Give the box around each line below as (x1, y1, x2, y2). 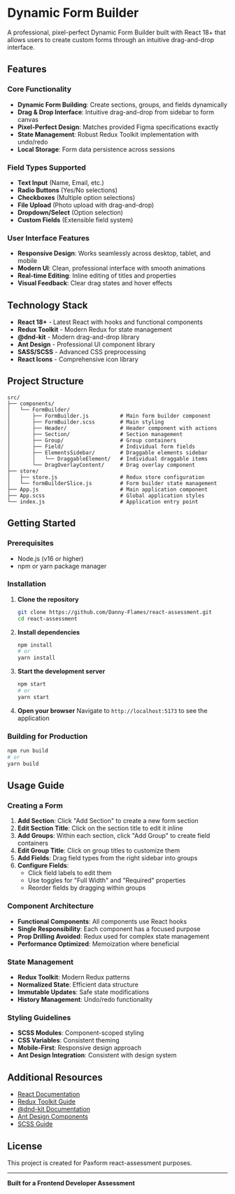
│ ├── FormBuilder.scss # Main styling (7, 419, 164, 426)
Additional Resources (7, 1071, 103, 1083)
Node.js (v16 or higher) (17, 554, 84, 562)
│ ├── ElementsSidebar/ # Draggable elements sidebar (7, 449, 208, 456)
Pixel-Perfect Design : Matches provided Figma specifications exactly (17, 123, 219, 131)
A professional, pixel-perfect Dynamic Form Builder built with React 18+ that (7, 28, 226, 36)
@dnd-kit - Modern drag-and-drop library (17, 333, 140, 341)
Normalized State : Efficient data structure (17, 980, 138, 989)
